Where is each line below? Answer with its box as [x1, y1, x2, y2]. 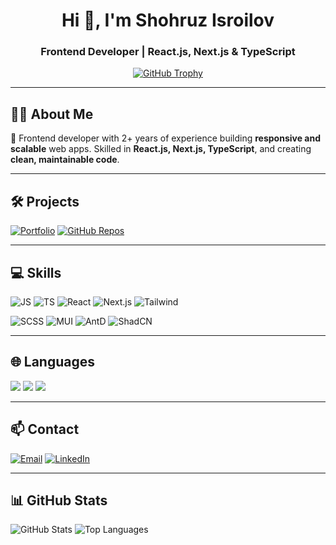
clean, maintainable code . [10, 154, 120, 166]
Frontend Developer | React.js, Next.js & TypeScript [40, 45, 296, 59]
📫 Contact [10, 421, 80, 438]
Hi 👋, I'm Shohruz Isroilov [61, 9, 275, 32]
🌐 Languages [10, 354, 95, 371]
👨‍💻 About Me [10, 105, 94, 123]
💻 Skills [10, 264, 62, 281]
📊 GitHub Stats [10, 492, 108, 509]
